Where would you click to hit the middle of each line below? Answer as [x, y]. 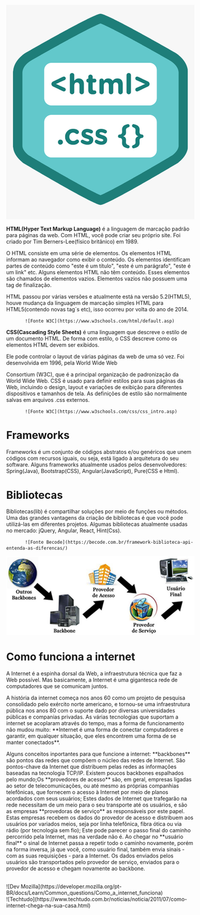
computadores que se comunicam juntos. [57, 686]
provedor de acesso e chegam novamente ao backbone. [76, 869]
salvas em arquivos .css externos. [48, 399]
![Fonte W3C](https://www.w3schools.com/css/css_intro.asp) [101, 411]
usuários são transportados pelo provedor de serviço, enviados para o [93, 862]
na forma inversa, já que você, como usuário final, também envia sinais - [96, 850]
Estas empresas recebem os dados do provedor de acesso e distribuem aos [100, 818]
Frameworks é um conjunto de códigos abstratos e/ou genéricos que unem [99, 452]
